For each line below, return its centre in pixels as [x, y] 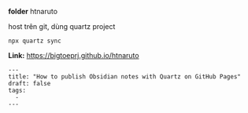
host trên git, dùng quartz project [62, 26]
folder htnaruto [33, 11]
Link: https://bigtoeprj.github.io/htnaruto [74, 55]
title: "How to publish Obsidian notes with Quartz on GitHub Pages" [125, 77]
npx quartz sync [35, 41]
